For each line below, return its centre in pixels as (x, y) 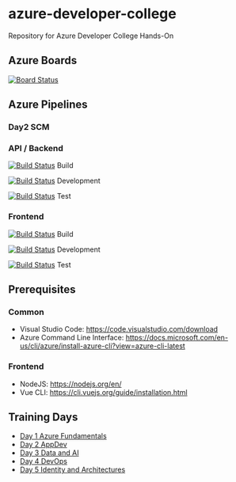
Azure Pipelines (48, 105)
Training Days (43, 417)
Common (27, 312)
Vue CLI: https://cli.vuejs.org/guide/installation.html (103, 392)
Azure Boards (43, 61)
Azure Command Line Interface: (72, 338)
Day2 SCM (29, 127)
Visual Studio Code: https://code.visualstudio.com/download (119, 329)
